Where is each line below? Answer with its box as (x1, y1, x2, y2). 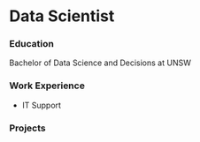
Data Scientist (9, 6, 115, 26)
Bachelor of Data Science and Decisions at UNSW (9, 57, 192, 68)
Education (9, 38, 55, 50)
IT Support (21, 100, 62, 110)
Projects (9, 122, 46, 134)
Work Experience (9, 79, 86, 92)
